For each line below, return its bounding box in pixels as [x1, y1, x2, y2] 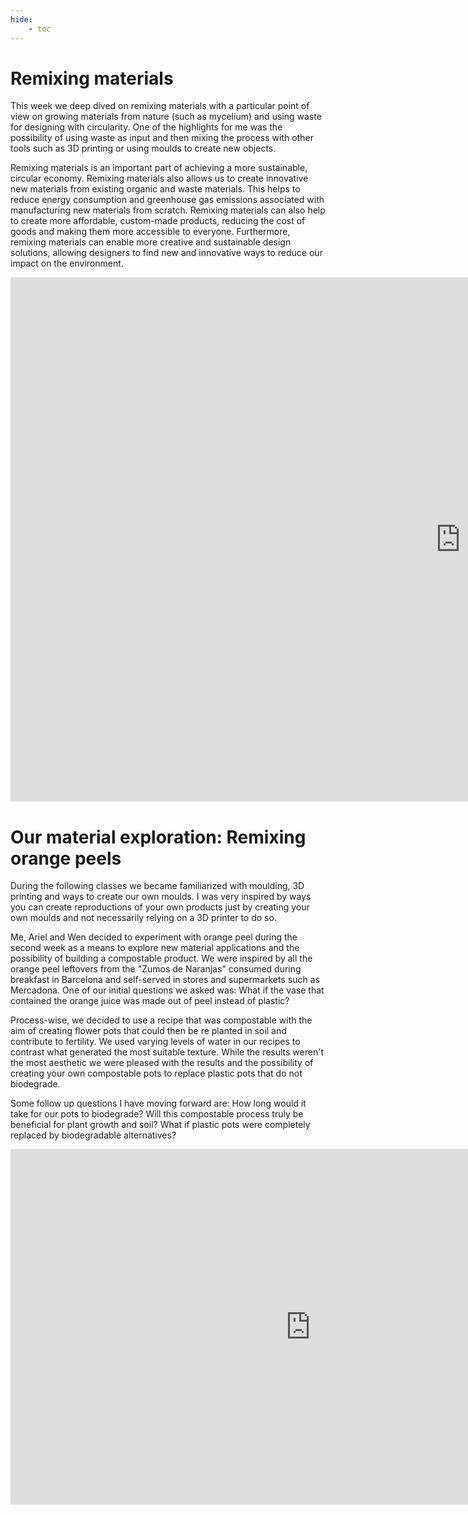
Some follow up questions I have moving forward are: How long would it [10, 1097, 307, 1110]
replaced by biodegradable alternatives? [10, 1129, 177, 1141]
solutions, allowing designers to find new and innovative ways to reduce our [10, 247, 323, 259]
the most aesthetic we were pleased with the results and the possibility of [10, 1057, 314, 1069]
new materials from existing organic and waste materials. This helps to [10, 183, 301, 195]
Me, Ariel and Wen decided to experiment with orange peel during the [10, 931, 298, 943]
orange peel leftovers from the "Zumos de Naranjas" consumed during [10, 963, 302, 975]
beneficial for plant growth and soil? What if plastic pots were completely [10, 1119, 311, 1131]
